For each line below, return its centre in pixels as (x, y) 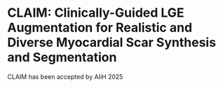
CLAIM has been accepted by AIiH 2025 (65, 76)
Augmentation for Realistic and (100, 28)
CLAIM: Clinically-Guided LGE (96, 13)
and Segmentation (62, 58)
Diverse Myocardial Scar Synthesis (111, 43)
